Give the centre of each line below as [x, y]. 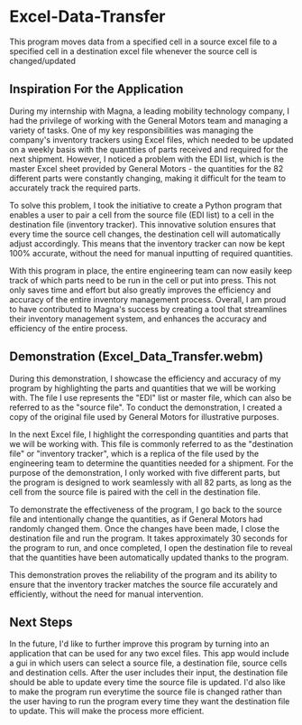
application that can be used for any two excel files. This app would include [150, 654]
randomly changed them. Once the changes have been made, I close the [144, 528]
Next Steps [41, 622]
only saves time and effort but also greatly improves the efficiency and [140, 290]
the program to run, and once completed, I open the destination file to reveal [151, 547]
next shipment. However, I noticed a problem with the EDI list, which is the [146, 159]
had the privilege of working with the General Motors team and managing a [149, 120]
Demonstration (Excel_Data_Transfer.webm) [137, 357]
